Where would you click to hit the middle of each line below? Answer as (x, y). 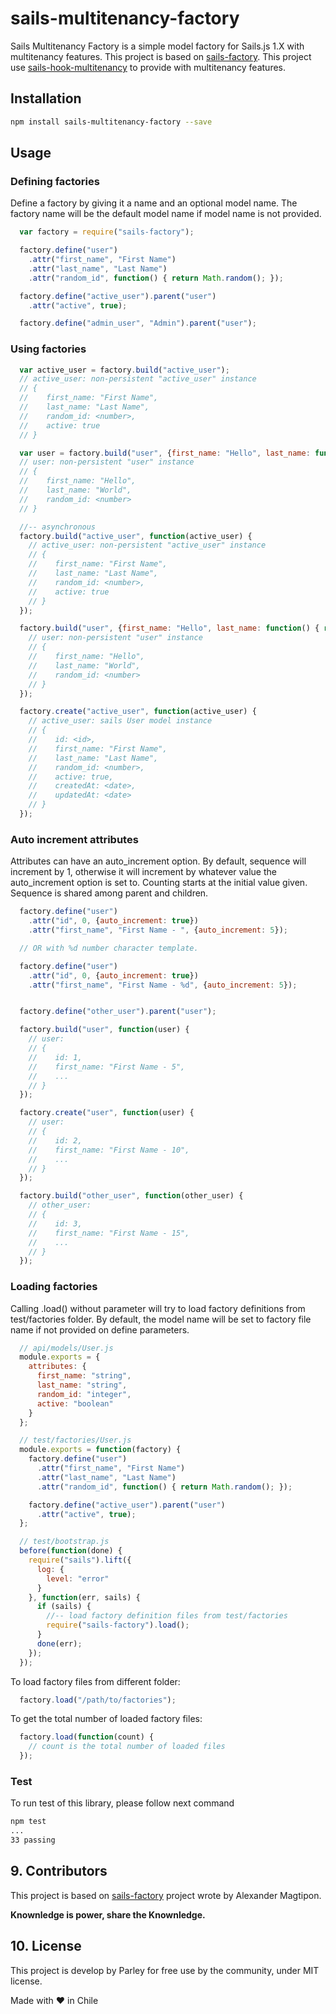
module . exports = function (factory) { (100, 1450)
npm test (28, 1822)
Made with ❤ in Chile (54, 2000)
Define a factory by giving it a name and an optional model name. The (154, 203)
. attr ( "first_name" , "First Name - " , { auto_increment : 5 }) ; (158, 930)
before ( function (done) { (71, 1551)
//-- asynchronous (58, 527)
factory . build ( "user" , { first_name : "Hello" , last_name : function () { (169, 628)
